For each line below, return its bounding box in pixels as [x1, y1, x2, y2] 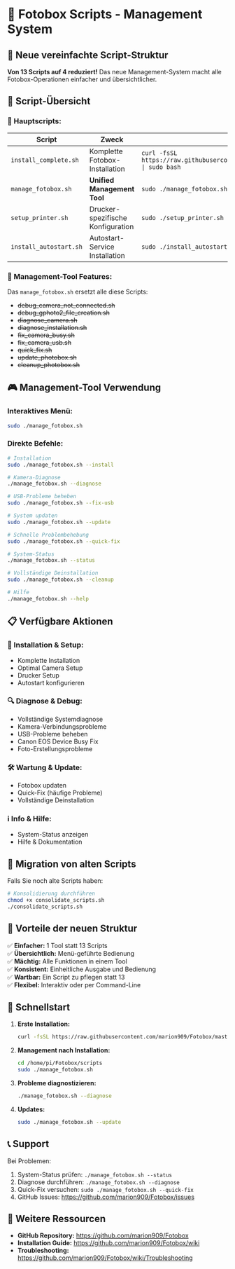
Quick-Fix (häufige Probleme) [17, 788, 103, 797]
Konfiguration [89, 221, 134, 231]
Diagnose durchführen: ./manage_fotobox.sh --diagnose [17, 1177, 180, 1186]
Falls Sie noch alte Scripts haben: [7, 877, 104, 885]
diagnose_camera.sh [17, 315, 78, 324]
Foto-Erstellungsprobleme [17, 744, 93, 753]
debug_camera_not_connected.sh [17, 301, 115, 309]
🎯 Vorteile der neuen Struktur [7, 923, 138, 935]
